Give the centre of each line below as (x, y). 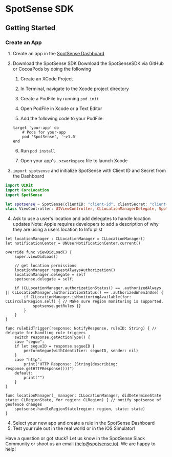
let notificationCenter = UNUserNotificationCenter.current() (73, 244)
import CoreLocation (27, 190)
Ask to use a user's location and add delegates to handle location (82, 219)
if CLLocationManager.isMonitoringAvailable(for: (78, 297)
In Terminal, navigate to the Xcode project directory (74, 89)
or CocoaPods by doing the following (52, 69)
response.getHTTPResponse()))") (40, 369)
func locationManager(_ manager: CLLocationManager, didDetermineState (83, 396)
